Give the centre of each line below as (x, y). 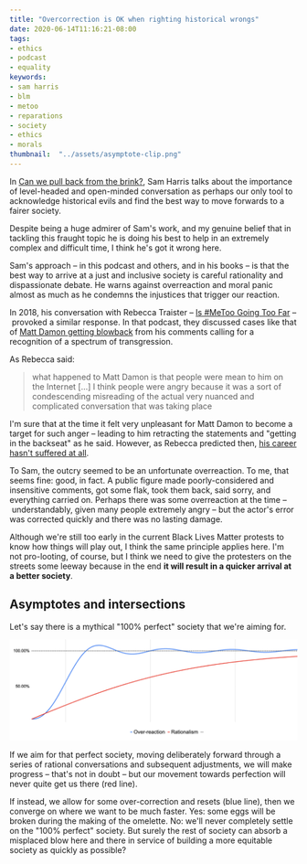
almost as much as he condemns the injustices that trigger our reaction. (145, 294)
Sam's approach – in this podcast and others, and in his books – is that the (149, 265)
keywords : (28, 78)
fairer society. (36, 210)
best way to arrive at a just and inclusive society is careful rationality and (146, 275)
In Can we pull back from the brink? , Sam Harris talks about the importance (151, 181)
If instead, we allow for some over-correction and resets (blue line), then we (152, 802)
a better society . (41, 575)
